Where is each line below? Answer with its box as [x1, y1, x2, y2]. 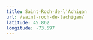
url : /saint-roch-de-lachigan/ [6, 14, 85, 20]
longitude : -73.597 [6, 25, 55, 31]
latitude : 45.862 [6, 19, 50, 25]
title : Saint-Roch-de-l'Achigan [6, 8, 87, 15]
